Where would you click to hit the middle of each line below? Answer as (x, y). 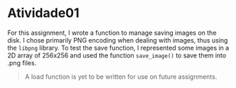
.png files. (22, 62)
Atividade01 (43, 13)
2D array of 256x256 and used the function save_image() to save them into (117, 55)
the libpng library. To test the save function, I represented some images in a (118, 48)
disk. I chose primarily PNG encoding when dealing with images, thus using (118, 40)
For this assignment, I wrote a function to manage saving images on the (112, 33)
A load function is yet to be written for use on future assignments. (121, 77)
